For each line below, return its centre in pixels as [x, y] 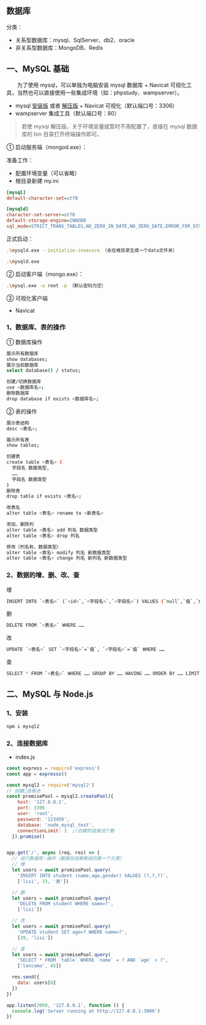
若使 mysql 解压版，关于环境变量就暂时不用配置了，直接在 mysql [103, 126]
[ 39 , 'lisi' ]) [35, 938]
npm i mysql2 [23, 726]
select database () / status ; [44, 371]
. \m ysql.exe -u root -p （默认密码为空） [56, 285]
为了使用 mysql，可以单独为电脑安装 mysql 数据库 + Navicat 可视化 [102, 85]
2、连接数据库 [27, 743]
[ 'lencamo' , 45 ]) [40, 966]
